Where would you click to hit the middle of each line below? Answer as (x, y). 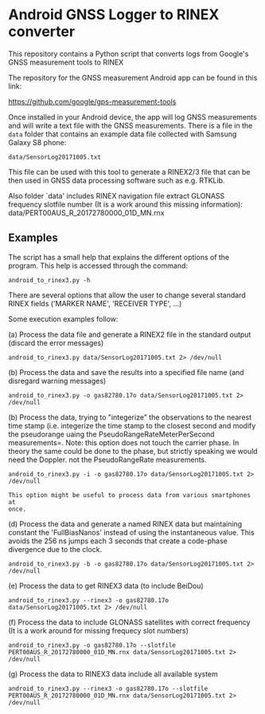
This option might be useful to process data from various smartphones (129, 495)
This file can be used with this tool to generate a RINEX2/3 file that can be (129, 172)
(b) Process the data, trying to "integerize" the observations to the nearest (130, 417)
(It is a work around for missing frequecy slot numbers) (99, 630)
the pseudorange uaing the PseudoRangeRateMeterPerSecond (111, 434)
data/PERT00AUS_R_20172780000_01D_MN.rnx (86, 212)
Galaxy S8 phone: (37, 142)
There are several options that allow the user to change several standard (127, 295)
